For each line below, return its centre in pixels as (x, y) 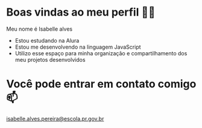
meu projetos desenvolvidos (50, 59)
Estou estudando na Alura (47, 40)
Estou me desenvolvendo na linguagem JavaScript (78, 47)
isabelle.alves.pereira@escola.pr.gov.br (55, 118)
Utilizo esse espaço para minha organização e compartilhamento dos (101, 53)
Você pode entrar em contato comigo (101, 84)
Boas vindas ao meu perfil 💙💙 (81, 12)
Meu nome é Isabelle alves (39, 29)
